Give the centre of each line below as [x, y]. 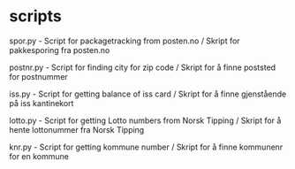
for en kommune [39, 156]
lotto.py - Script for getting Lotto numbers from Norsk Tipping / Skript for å [145, 120]
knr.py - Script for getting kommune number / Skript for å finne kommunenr [146, 147]
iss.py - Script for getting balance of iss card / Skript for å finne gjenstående [148, 94]
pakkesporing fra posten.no [60, 50]
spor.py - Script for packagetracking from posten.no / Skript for [125, 41]
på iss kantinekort [42, 103]
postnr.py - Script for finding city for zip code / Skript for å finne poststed [143, 67]
